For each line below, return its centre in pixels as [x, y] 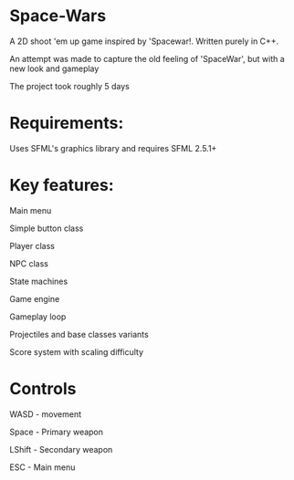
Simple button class [47, 228]
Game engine [35, 298]
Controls [43, 389]
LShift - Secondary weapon [61, 449]
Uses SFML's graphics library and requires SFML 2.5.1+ [113, 148]
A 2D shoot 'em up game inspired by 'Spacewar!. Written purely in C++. [144, 41]
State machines [39, 281]
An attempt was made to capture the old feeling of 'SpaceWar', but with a [147, 58]
